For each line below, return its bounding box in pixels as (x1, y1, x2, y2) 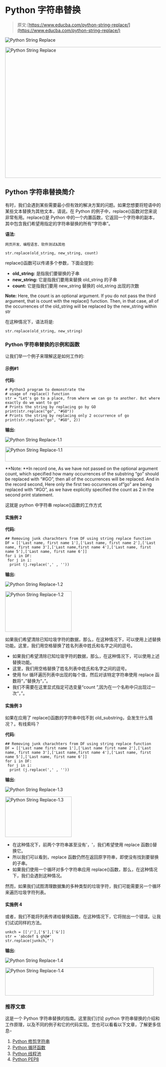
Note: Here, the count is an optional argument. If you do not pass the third (5, 293, 156, 299)
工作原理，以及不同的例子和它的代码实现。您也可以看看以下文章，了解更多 (5, 1021, 157, 1028)
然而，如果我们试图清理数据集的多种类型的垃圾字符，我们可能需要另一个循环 (5, 883, 161, 889)
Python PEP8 (12, 1056, 40, 1063)
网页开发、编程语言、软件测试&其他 (5, 242, 66, 247)
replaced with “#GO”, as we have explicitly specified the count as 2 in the (5, 486, 154, 493)
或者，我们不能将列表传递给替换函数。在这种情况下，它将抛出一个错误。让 (5, 913, 157, 919)
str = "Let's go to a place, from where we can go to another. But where (5, 396, 161, 401)
